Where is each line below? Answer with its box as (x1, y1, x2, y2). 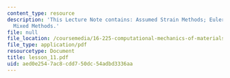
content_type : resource (7, 9, 75, 17)
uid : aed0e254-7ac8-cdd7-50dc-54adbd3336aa (7, 60, 133, 67)
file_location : (7, 35, 51, 42)
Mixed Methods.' (13, 22, 60, 29)
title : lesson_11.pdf (7, 54, 69, 61)
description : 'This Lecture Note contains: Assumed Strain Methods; (7, 16, 207, 23)
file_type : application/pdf (7, 41, 88, 48)
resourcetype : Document (7, 48, 75, 55)
